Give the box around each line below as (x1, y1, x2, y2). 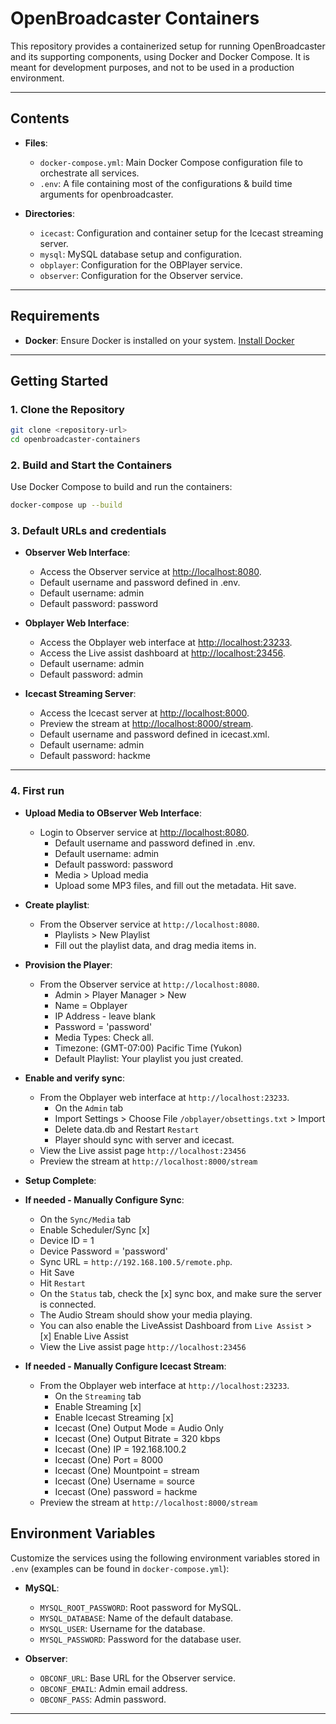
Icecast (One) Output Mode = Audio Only (54, 1422, 224, 1434)
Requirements (10, 308, 100, 325)
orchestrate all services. (39, 167, 140, 179)
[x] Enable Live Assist (39, 1330, 129, 1342)
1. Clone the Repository (10, 402, 125, 416)
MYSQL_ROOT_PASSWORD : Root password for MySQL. (39, 1601, 242, 1613)
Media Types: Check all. (54, 1031, 155, 1043)
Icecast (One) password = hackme (54, 1485, 198, 1497)
